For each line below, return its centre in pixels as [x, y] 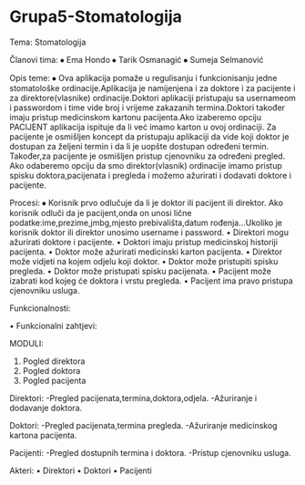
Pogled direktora [54, 361]
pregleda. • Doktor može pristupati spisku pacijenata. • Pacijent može [140, 271]
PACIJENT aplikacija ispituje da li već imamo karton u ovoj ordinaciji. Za [143, 127]
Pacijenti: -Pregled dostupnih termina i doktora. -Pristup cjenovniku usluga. [150, 452]
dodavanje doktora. [46, 408]
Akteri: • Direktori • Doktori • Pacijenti [81, 470]
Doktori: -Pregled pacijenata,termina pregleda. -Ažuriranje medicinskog [143, 425]
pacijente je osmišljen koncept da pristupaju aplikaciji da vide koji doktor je [149, 136]
